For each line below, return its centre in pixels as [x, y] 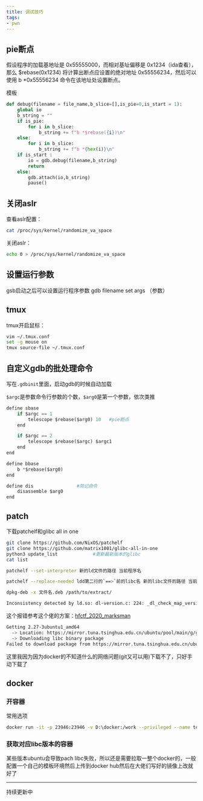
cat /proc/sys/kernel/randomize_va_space [59, 230]
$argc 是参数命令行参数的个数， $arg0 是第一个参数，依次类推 [81, 396]
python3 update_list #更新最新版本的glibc [73, 554]
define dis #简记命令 [52, 486]
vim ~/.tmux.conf [28, 336]
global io [30, 110]
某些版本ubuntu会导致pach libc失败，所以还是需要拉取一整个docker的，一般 [101, 758]
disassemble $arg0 [40, 492]
